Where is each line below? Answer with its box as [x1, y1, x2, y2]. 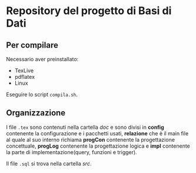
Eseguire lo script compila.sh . [6, 91, 78, 98]
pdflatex [14, 74, 35, 80]
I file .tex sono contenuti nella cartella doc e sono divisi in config [6, 124, 164, 131]
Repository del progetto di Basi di [6, 4, 172, 18]
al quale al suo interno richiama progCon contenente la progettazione [6, 136, 175, 143]
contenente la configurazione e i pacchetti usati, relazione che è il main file [6, 129, 189, 137]
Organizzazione [6, 108, 66, 118]
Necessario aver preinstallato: [6, 56, 79, 62]
